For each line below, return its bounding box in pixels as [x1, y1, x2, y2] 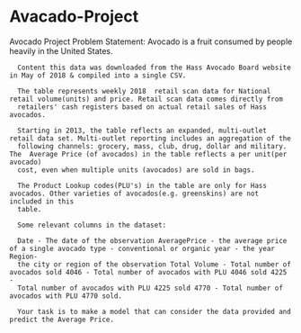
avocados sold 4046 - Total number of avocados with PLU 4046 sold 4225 [9, 267, 288, 276]
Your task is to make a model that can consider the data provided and [17, 307, 292, 316]
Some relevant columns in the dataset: [17, 220, 167, 229]
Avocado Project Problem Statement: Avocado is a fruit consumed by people [9, 36, 293, 47]
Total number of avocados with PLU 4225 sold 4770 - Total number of [17, 283, 283, 292]
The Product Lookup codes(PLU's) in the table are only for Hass [17, 181, 268, 190]
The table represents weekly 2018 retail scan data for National [17, 86, 271, 95]
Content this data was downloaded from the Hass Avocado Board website [17, 63, 292, 72]
